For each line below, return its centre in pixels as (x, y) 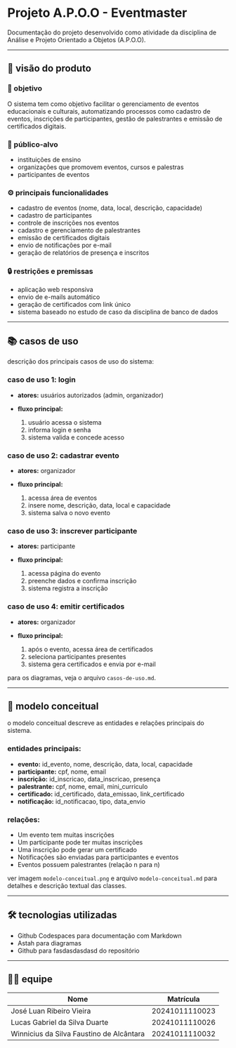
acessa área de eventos (63, 498)
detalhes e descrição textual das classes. (67, 885)
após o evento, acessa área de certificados (90, 649)
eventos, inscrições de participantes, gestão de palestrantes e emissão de (115, 119)
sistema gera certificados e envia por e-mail (92, 664)
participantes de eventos (53, 174)
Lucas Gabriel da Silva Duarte (60, 1022)
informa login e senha (59, 430)
